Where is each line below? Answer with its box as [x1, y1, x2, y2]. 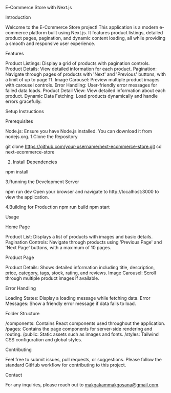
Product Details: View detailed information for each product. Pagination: [5, 66, 157, 72]
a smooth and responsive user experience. [5, 40, 96, 47]
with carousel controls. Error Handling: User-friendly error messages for [5, 82, 158, 88]
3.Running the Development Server [5, 179, 79, 185]
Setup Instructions [5, 108, 45, 114]
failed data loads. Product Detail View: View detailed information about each [5, 88, 166, 94]
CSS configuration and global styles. [5, 337, 83, 342]
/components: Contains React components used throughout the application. [5, 320, 165, 326]
